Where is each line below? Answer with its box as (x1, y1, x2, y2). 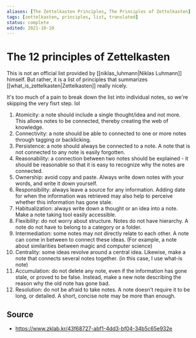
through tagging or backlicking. (15, 136, 92, 143)
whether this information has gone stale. (15, 199, 113, 206)
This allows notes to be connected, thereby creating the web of (15, 118, 169, 125)
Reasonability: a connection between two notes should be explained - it (15, 155, 188, 162)
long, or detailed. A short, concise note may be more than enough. (15, 292, 176, 300)
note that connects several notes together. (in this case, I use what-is (15, 255, 183, 262)
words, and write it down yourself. (15, 180, 97, 187)
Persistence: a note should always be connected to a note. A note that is (15, 142, 190, 150)
